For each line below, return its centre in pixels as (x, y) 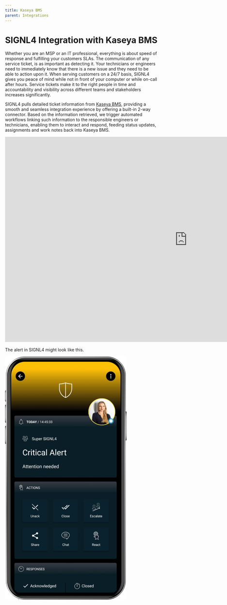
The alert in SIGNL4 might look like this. (44, 350)
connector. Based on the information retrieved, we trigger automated (74, 115)
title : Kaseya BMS (24, 10)
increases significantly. (28, 95)
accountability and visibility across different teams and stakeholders (73, 89)
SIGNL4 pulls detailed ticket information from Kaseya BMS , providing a (76, 104)
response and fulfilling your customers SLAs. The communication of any (77, 59)
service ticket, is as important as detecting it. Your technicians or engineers (80, 64)
